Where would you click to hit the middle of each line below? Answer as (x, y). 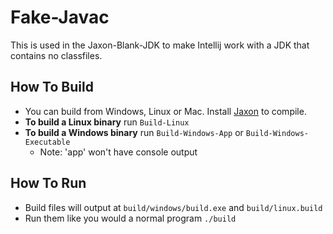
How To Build (52, 87)
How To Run (48, 183)
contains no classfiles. (56, 55)
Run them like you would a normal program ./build (130, 218)
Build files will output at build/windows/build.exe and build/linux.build (173, 207)
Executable (47, 142)
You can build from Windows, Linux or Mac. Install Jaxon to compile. (165, 111)
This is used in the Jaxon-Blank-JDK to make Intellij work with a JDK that (160, 45)
